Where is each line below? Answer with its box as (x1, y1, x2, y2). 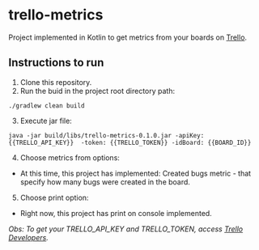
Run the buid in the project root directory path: (19, 86, 176, 95)
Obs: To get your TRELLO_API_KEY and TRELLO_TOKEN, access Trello (8, 224, 244, 234)
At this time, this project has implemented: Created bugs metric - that (19, 168, 252, 178)
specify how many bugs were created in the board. (19, 176, 190, 187)
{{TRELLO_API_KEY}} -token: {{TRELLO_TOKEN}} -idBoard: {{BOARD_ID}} (8, 138, 252, 146)
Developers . (8, 232, 49, 242)
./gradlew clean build (8, 101, 85, 110)
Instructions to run (8, 56, 104, 70)
